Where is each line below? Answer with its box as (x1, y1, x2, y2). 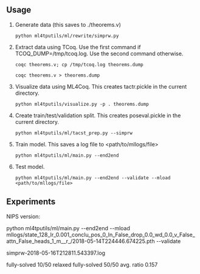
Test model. (15, 163, 45, 170)
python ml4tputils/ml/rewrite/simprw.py (15, 33, 119, 39)
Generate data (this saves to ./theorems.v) (15, 21, 122, 28)
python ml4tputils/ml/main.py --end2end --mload (6, 224, 131, 231)
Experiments (6, 197, 56, 207)
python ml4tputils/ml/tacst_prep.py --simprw (15, 130, 133, 136)
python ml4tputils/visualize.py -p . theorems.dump (15, 101, 149, 107)
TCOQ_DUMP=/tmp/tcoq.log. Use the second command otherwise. (15, 50, 184, 57)
